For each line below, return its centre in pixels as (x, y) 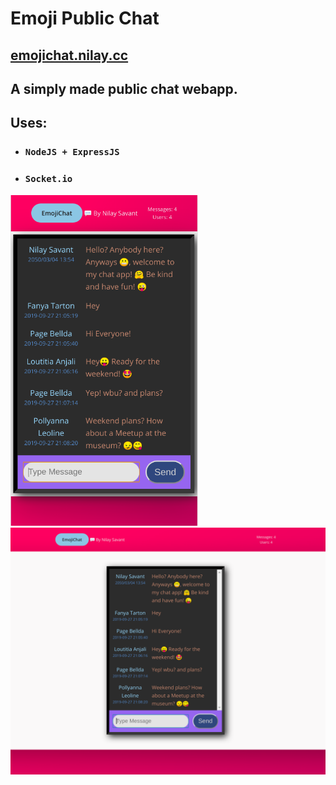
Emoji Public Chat (85, 18)
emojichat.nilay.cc (69, 55)
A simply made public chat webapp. (124, 88)
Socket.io (48, 179)
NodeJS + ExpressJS (72, 152)
